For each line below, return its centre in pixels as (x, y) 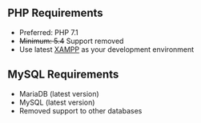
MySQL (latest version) (57, 102)
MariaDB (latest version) (59, 93)
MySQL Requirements (63, 75)
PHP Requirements (55, 13)
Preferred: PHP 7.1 (49, 32)
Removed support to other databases (80, 110)
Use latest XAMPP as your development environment (107, 49)
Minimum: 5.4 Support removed (71, 41)
